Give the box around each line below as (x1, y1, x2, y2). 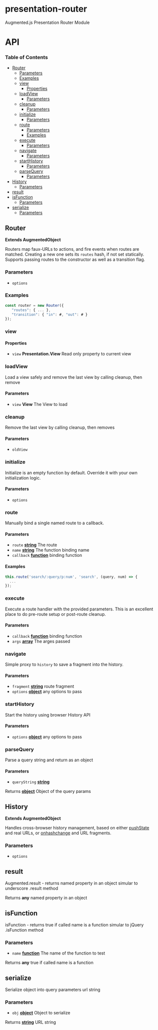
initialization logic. (5, 475, 41, 480)
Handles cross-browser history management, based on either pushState (5, 825, 149, 831)
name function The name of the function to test (12, 950, 105, 956)
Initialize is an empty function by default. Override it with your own (5, 470, 138, 476)
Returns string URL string (5, 1019, 56, 1025)
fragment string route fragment (12, 683, 74, 689)
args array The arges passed (12, 638, 70, 644)
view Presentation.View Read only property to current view (12, 351, 131, 357)
